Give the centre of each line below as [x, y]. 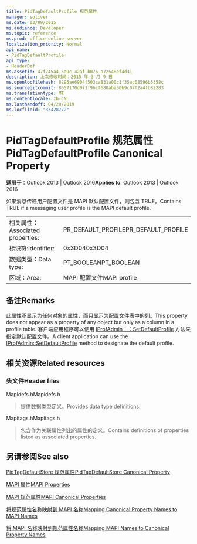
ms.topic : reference [31, 33]
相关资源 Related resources [56, 363]
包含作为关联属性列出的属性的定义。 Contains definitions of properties [105, 430]
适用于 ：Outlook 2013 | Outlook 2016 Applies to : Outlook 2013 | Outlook [92, 183]
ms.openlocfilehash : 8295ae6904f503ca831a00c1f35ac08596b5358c [85, 83]
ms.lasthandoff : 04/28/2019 [40, 104]
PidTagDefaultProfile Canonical [84, 153]
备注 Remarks [30, 300]
